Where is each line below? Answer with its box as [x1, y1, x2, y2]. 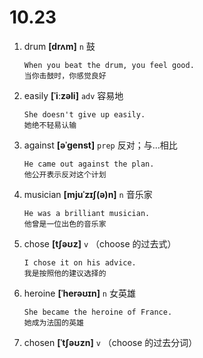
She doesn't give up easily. [23, 109, 146, 120]
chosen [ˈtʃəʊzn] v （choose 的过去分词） [23, 336, 198, 348]
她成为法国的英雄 [23, 317, 84, 328]
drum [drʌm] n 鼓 [23, 40, 96, 52]
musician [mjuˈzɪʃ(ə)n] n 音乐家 [23, 188, 153, 200]
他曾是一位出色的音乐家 [23, 219, 107, 229]
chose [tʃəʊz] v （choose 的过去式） [23, 237, 177, 250]
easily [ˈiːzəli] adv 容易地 [23, 89, 124, 101]
